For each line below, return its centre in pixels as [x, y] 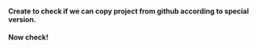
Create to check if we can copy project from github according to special [129, 11]
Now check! [29, 37]
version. [22, 19]
